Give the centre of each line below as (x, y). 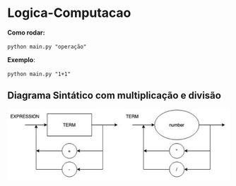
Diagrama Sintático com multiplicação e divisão (114, 95)
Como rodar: (26, 32)
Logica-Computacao (69, 13)
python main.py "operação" (47, 46)
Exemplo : (21, 60)
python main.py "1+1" (39, 74)
